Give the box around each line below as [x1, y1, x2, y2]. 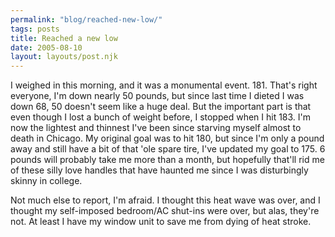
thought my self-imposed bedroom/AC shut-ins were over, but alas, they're [10, 205, 320, 217]
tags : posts [10, 24, 60, 34]
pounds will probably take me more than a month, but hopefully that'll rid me [10, 154, 325, 166]
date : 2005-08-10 [10, 42, 83, 53]
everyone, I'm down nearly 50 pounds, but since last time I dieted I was [10, 90, 305, 102]
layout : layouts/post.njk [10, 52, 118, 62]
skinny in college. [10, 175, 83, 187]
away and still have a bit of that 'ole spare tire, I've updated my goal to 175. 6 [10, 143, 326, 155]
